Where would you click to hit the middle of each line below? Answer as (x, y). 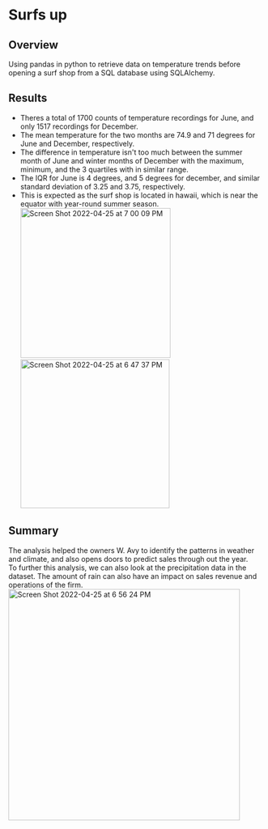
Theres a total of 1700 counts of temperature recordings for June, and (137, 117)
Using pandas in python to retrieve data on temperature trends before (125, 64)
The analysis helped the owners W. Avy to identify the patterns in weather (132, 550)
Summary (34, 531)
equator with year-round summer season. (89, 203)
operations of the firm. (46, 585)
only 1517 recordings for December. (79, 126)
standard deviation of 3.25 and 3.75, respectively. (103, 186)
